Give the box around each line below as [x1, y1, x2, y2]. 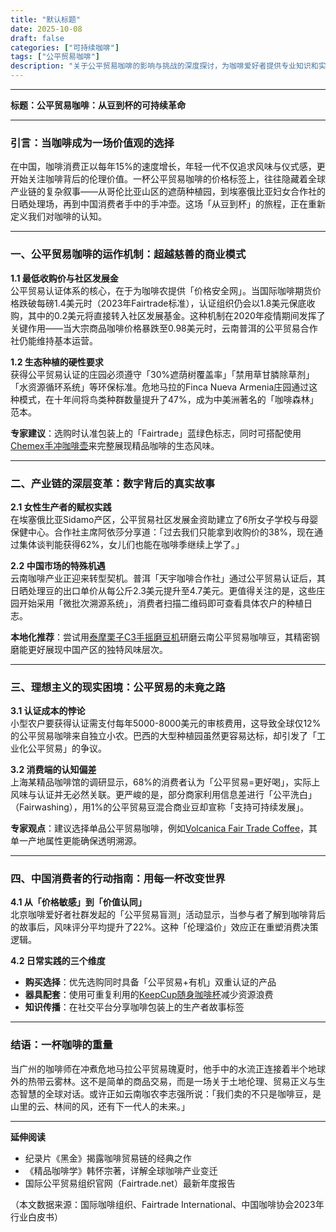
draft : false [10, 33, 65, 43]
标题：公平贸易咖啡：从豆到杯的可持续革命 [10, 99, 186, 111]
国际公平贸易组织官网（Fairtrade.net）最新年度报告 [24, 1177, 236, 1189]
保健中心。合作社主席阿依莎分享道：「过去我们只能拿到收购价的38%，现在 [10, 526, 315, 538]
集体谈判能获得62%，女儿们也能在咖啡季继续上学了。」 [18, 538, 245, 550]
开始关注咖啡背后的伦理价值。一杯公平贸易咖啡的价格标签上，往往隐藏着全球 [10, 173, 326, 185]
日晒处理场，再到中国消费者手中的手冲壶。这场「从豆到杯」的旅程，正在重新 [10, 198, 326, 210]
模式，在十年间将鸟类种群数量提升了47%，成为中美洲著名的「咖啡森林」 [18, 393, 319, 405]
